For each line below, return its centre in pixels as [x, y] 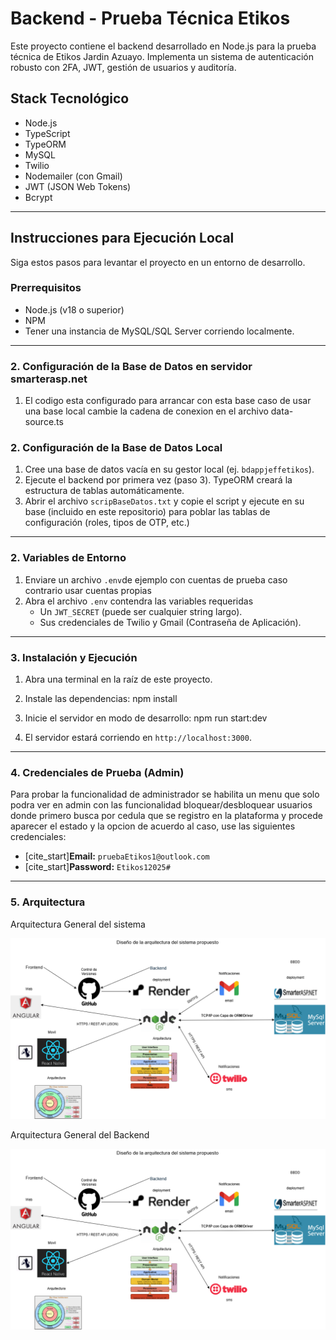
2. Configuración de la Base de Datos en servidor [131, 366]
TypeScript [47, 133]
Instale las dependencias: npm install [101, 699]
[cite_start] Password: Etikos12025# [97, 867]
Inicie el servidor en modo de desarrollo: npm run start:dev [146, 718]
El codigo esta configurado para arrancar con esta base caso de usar [168, 401]
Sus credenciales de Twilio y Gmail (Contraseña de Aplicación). [170, 622]
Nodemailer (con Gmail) [73, 176]
